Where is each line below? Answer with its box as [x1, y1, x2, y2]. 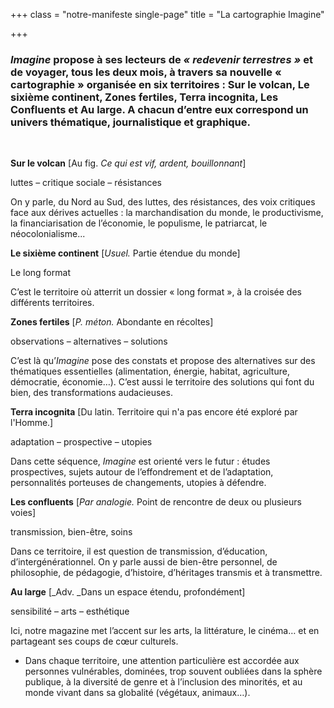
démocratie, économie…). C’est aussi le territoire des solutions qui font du [10, 376, 315, 388]
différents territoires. [10, 297, 95, 309]
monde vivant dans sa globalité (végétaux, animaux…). [24, 687, 251, 699]
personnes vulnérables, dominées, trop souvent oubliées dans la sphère [24, 665, 323, 678]
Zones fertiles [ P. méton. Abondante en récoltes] [10, 316, 214, 328]
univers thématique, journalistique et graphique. [10, 115, 251, 129]
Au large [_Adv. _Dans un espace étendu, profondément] [10, 586, 246, 598]
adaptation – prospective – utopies [10, 436, 153, 448]
